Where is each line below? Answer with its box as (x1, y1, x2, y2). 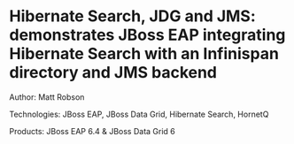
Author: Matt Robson (9, 91, 85, 102)
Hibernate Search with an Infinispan (9, 44, 279, 64)
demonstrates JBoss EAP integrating (9, 25, 286, 45)
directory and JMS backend (9, 63, 218, 83)
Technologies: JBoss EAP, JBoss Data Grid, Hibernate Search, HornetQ (9, 109, 269, 119)
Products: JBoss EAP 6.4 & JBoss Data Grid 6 (9, 125, 175, 136)
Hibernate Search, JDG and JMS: (9, 6, 257, 27)
